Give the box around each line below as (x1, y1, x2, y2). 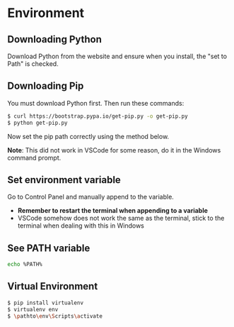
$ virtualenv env (7, 306, 59, 313)
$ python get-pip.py (7, 119, 69, 126)
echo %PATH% (7, 261, 42, 268)
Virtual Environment (7, 280, 98, 292)
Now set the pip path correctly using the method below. (7, 132, 170, 140)
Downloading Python (7, 33, 103, 45)
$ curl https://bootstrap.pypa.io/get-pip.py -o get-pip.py (7, 112, 189, 120)
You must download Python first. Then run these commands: (7, 99, 185, 107)
